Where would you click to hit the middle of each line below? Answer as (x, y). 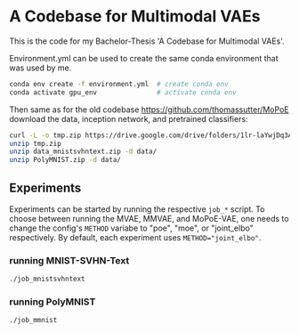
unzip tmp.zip (36, 143)
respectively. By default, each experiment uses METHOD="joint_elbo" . (135, 237)
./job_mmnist (33, 321)
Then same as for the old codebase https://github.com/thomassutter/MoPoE (149, 110)
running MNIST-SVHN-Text (69, 260)
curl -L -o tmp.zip (45, 135)
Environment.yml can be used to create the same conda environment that (144, 58)
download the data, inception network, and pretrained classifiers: (129, 118)
